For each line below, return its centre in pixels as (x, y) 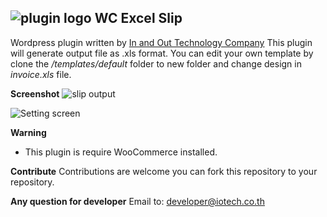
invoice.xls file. (41, 74)
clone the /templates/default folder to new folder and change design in (156, 63)
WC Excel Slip (138, 18)
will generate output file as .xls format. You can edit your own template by (162, 53)
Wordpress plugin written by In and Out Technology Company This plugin (161, 42)
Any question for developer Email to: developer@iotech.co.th (137, 201)
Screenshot (35, 93)
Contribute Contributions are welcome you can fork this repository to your (164, 171)
